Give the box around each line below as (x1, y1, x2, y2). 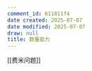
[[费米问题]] (7, 56, 41, 65)
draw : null (7, 29, 39, 37)
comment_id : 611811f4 (7, 10, 70, 17)
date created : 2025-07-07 (7, 17, 82, 24)
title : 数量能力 (7, 36, 50, 43)
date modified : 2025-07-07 (7, 23, 86, 30)
